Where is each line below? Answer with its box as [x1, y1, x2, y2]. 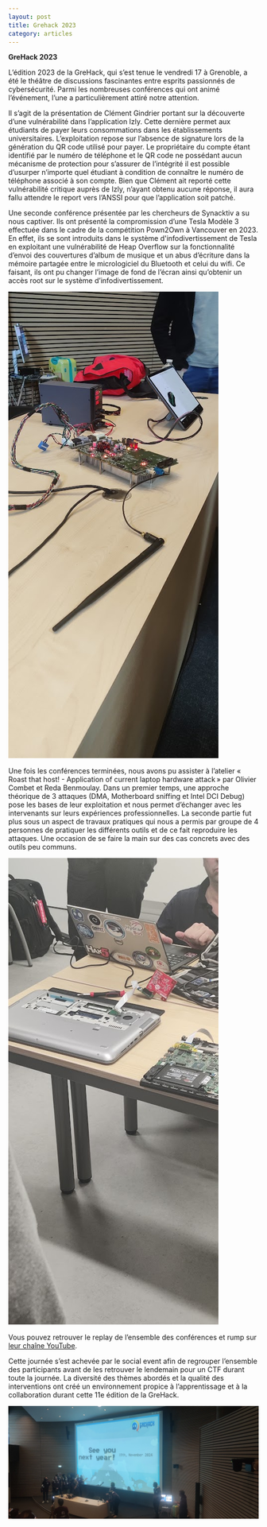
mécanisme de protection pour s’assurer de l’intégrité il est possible [8, 159, 230, 169]
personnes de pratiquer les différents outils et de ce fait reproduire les [8, 825, 238, 835]
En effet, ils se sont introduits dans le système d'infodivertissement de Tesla [8, 234, 257, 243]
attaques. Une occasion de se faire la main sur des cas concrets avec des [8, 834, 250, 843]
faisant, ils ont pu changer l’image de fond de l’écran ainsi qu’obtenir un [8, 267, 242, 277]
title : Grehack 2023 [8, 21, 77, 29]
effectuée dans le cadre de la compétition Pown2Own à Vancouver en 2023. [8, 225, 258, 234]
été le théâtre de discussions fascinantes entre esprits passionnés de [8, 76, 236, 86]
